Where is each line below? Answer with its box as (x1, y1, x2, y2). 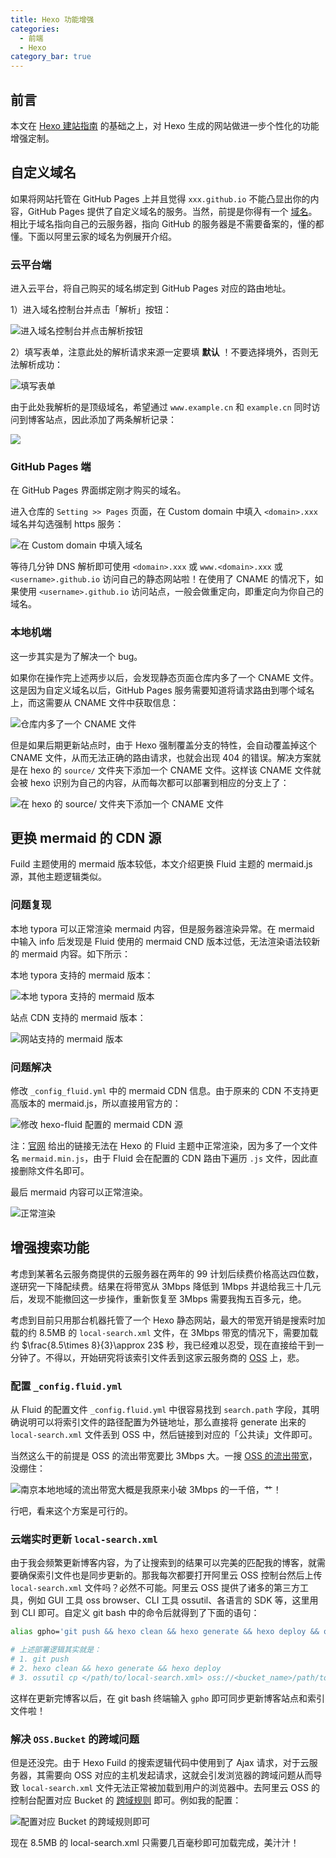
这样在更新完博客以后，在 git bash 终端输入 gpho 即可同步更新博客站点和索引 (10, 1692, 326, 1704)
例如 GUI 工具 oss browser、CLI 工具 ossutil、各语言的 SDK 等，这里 (27, 1594, 310, 1606)
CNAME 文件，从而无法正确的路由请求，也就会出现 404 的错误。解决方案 (10, 751, 313, 763)
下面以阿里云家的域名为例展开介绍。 (27, 230, 177, 242)
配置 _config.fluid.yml (10, 1379, 123, 1393)
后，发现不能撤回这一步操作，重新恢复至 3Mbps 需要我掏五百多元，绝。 (10, 1292, 307, 1305)
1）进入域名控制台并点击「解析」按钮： (10, 304, 172, 316)
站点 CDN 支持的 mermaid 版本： (10, 1011, 147, 1023)
